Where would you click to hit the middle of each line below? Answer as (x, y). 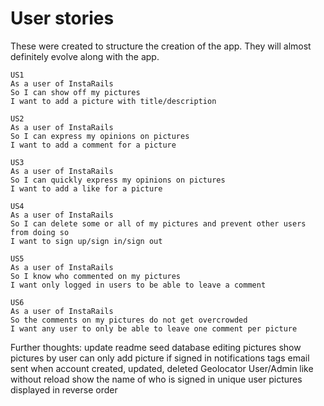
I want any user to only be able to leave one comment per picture (154, 328)
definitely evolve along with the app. (85, 56)
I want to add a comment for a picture (93, 145)
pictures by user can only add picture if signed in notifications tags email (160, 358)
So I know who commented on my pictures (96, 276)
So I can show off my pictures (75, 92)
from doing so (40, 232)
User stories (62, 18)
